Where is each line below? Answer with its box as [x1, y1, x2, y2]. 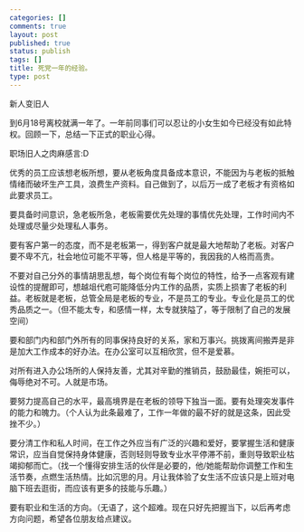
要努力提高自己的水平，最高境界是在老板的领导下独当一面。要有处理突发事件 [9, 395, 295, 406]
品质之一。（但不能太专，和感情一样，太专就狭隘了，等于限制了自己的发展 [16, 304, 291, 315]
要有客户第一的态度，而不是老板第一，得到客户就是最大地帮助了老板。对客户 [9, 239, 295, 250]
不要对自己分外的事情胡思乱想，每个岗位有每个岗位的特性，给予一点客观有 [9, 270, 287, 280]
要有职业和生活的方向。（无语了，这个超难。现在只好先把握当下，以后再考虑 [9, 501, 291, 512]
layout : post [9, 30, 59, 39]
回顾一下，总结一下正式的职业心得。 [24, 128, 160, 139]
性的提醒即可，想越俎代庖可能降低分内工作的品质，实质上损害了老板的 [16, 281, 279, 292]
